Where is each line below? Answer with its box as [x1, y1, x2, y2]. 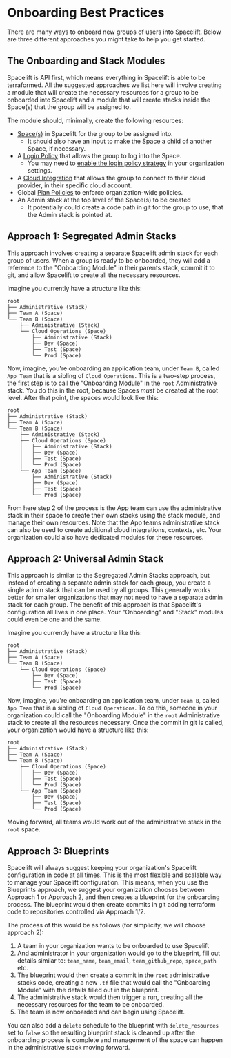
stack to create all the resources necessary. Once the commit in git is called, [7, 719, 224, 727]
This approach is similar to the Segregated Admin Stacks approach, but [7, 571, 210, 580]
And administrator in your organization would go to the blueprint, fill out [17, 949, 221, 958]
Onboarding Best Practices [7, 5, 165, 21]
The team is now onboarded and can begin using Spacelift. [17, 1008, 185, 1017]
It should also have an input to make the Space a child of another [27, 137, 212, 145]
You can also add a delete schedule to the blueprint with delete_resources [7, 1021, 219, 1030]
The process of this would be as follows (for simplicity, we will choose [7, 921, 206, 929]
